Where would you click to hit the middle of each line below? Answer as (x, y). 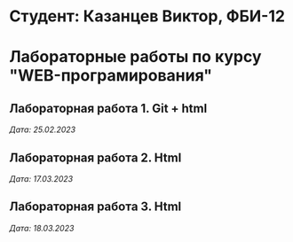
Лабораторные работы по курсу (135, 57)
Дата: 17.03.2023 (41, 179)
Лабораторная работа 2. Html (95, 157)
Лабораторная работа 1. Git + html (108, 108)
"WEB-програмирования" (111, 76)
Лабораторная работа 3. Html (95, 207)
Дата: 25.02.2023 (43, 129)
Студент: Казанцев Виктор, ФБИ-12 (147, 16)
